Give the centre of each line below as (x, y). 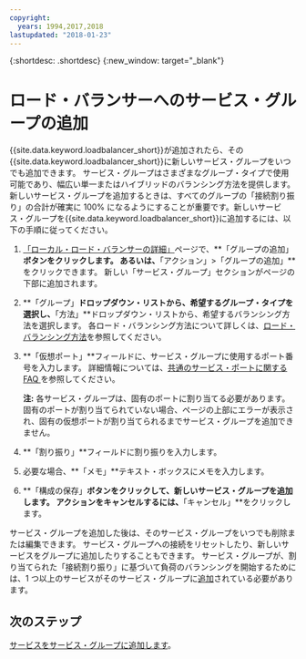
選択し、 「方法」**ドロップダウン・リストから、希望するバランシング (152, 314)
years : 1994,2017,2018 (61, 26)
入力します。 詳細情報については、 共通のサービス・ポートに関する (163, 368)
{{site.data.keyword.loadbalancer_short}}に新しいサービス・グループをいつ (150, 161)
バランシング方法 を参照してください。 (94, 337)
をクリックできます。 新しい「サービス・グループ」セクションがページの (159, 272)
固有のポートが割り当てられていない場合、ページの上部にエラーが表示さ (158, 410)
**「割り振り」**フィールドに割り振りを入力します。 (122, 452)
